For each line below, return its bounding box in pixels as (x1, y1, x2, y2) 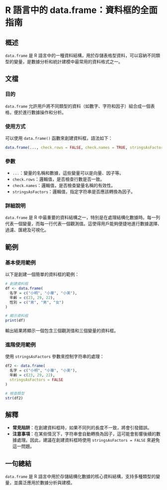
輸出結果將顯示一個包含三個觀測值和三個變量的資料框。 (5, 328, 118, 334)
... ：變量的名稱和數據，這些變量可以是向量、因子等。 (12, 170, 124, 176)
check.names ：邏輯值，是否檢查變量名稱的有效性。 (12, 183, 116, 189)
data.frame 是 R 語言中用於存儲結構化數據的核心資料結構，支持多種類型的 (5, 474, 156, 480)
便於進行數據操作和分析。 (13, 109, 66, 115)
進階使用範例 (5, 341, 36, 348)
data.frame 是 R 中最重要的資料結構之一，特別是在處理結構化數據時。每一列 (5, 214, 161, 220)
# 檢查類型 (5, 391, 25, 396)
